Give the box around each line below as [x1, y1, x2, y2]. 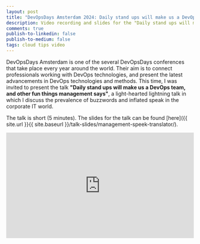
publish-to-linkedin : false [6, 31, 76, 37]
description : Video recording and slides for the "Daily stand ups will [6, 20, 190, 26]
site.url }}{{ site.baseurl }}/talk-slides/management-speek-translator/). [6, 121, 179, 128]
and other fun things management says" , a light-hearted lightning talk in [6, 90, 186, 97]
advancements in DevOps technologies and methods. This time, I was [6, 77, 177, 84]
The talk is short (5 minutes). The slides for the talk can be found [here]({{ [6, 114, 187, 121]
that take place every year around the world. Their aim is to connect [6, 64, 173, 72]
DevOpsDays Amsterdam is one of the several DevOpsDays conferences [6, 58, 185, 66]
